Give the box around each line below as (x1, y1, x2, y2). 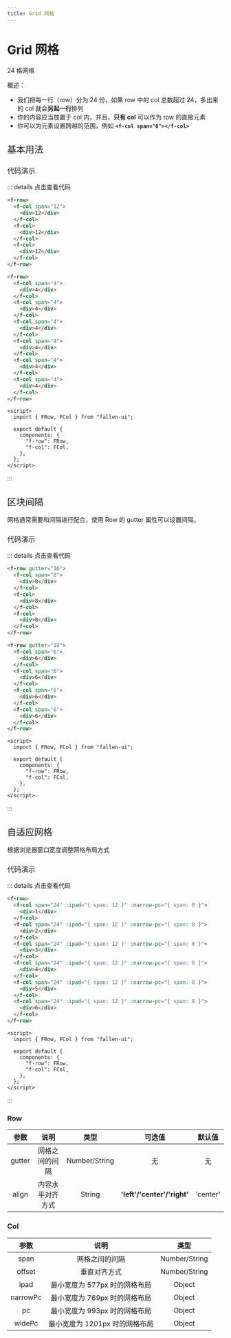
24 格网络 (7, 66, 35, 75)
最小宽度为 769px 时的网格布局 (50, 1292, 152, 1302)
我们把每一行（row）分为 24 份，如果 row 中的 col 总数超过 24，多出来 (16, 95, 219, 104)
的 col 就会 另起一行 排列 (16, 104, 84, 113)
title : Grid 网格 (7, 10, 55, 17)
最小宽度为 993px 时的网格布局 (50, 1306, 152, 1315)
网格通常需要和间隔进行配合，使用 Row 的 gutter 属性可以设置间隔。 (7, 516, 200, 524)
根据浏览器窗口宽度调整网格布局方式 (7, 846, 110, 854)
